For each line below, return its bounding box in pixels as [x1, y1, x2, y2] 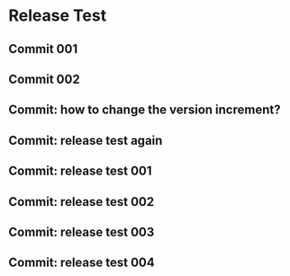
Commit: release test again [8, 132, 163, 148]
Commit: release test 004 [8, 255, 155, 271]
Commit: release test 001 [8, 164, 152, 179]
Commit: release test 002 [8, 194, 155, 209]
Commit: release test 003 [8, 224, 155, 239]
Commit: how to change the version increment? [8, 102, 281, 118]
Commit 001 [8, 41, 78, 57]
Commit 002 [8, 71, 80, 86]
